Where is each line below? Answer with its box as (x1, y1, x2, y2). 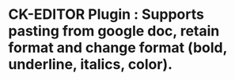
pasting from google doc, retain (8, 22, 220, 40)
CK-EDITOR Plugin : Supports (8, 5, 204, 24)
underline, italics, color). (8, 56, 172, 74)
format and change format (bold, (8, 39, 228, 56)
